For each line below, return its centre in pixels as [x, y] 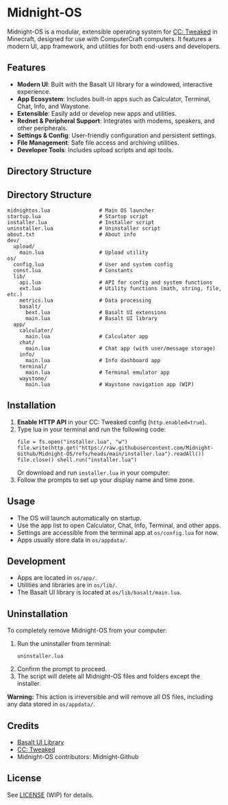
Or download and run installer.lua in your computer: [93, 472]
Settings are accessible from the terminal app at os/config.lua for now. [118, 532]
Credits [23, 726]
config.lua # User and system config [93, 264]
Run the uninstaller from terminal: [64, 644]
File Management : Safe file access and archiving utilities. [98, 143]
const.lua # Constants [73, 270]
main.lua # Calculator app [87, 336]
